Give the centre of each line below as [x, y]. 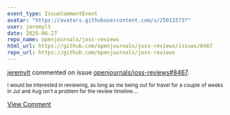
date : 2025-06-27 [32, 33]
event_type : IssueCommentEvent [52, 14]
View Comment [29, 104]
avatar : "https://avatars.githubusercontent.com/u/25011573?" [99, 20]
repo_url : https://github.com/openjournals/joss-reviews [91, 53]
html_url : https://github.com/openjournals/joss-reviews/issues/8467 [110, 46]
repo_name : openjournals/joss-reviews [63, 40]
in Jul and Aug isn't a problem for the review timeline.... [73, 91]
